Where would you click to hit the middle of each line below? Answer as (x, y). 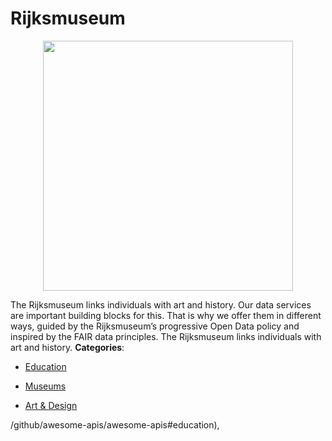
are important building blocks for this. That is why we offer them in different (166, 315)
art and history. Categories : (67, 347)
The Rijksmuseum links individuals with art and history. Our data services (161, 304)
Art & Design (51, 405)
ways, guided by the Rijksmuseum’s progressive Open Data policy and (155, 326)
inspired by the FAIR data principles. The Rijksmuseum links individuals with (166, 336)
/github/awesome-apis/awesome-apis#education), (115, 424)
